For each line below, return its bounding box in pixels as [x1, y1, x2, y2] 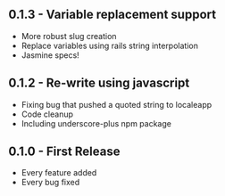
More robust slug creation [21, 30, 117, 41]
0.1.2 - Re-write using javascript [8, 76, 190, 91]
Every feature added [21, 167, 97, 178]
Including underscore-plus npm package [21, 118, 171, 128]
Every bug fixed [21, 177, 80, 188]
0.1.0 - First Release [8, 144, 121, 159]
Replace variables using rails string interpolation [21, 40, 198, 51]
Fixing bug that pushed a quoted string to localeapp [21, 99, 212, 110]
